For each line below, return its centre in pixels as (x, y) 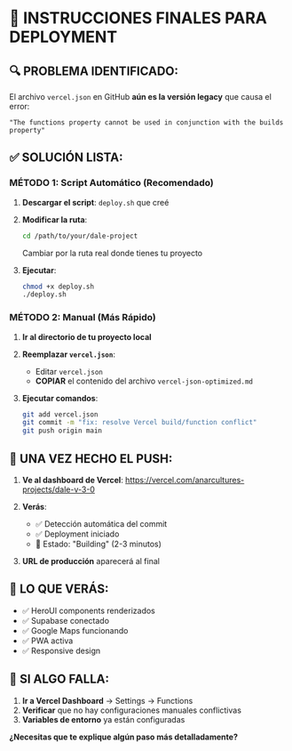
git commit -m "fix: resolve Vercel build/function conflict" (139, 423)
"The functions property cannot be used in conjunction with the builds (146, 123)
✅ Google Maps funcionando (75, 630)
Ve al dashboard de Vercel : (73, 480)
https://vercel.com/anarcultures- (185, 480)
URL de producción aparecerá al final (91, 561)
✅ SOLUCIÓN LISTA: (66, 158)
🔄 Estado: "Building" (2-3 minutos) (99, 544)
